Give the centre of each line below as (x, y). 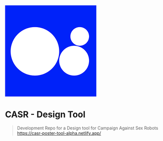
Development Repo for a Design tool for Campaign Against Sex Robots (88, 128)
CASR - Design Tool (45, 115)
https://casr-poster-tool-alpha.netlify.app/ (59, 133)
